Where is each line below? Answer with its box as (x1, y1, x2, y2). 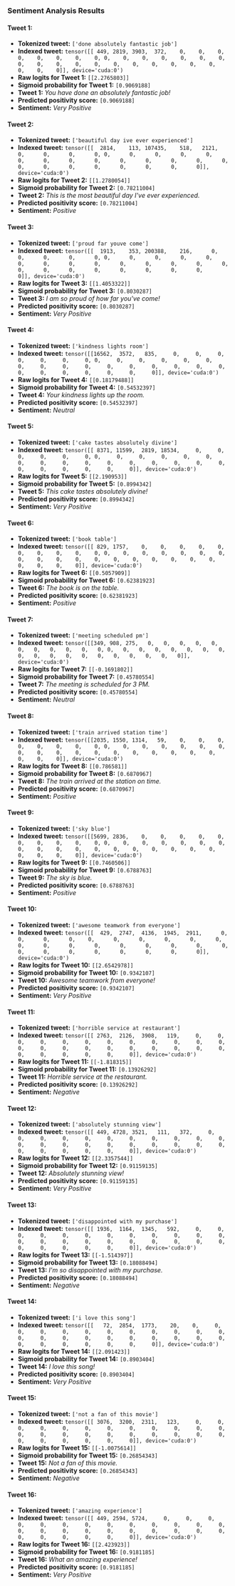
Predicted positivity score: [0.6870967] (17, 784, 135, 793)
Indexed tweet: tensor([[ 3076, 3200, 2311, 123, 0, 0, (17, 1417, 225, 1425)
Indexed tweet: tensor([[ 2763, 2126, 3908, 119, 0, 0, (17, 1031, 225, 1039)
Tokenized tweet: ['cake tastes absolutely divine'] (17, 438, 178, 447)
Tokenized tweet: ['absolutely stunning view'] (17, 1120, 162, 1129)
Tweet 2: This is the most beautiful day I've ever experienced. (17, 191, 200, 200)
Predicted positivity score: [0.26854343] (17, 1466, 139, 1475)
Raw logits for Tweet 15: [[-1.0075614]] (17, 1443, 137, 1452)
